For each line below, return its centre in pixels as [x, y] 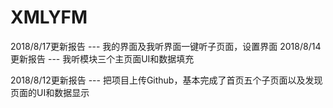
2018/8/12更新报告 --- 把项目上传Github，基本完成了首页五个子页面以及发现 [166, 80]
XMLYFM [49, 17]
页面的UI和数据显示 [50, 92]
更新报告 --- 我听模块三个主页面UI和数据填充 [102, 58]
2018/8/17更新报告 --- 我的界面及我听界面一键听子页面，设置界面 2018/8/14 [166, 46]
